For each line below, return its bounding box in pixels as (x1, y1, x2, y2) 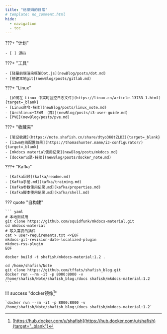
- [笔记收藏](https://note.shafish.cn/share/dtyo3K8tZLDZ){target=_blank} (5, 135, 161, 140)
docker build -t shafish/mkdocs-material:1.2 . (5, 255, 106, 260)
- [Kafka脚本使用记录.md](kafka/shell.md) (5, 190, 90, 195)
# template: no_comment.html (5, 12, 66, 17)
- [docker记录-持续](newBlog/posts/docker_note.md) (5, 155, 112, 160)
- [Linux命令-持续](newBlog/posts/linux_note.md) (5, 105, 107, 110)
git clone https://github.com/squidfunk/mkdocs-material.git (5, 219, 135, 224)
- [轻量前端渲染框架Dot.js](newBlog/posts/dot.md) (5, 71, 106, 76)
